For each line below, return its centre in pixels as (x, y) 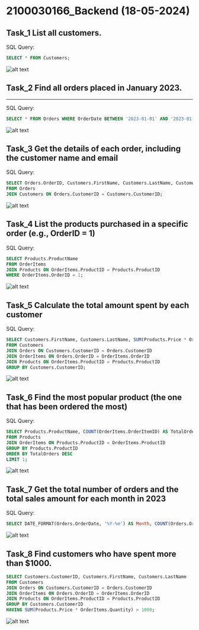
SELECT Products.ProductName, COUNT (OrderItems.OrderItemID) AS (87, 432)
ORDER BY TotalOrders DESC (39, 454)
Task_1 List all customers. (54, 33)
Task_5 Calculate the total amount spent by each (98, 305)
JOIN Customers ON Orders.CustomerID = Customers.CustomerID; (84, 194)
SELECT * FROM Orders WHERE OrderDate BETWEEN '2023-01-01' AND (87, 119)
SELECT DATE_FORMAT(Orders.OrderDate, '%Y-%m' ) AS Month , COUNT (87, 524)
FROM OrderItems (26, 264)
